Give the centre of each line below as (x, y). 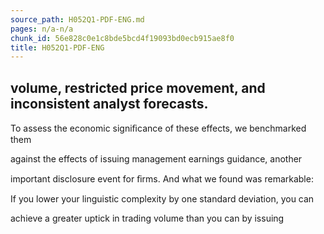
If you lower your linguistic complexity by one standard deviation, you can (162, 199)
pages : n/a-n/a (42, 29)
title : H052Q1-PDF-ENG (57, 47)
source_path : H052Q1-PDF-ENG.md (77, 19)
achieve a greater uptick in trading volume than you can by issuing (147, 218)
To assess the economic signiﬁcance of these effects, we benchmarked (158, 128)
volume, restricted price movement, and (138, 87)
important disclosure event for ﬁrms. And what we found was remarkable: (162, 179)
